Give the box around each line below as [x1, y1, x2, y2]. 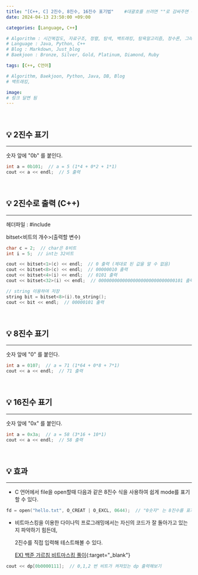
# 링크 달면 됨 [6, 95, 37, 101]
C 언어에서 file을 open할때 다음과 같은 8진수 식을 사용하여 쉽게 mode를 [14, 488, 180, 496]
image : [6, 89, 22, 95]
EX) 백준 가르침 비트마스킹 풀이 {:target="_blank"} [14, 551, 131, 558]
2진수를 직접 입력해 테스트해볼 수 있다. [14, 539, 103, 546]
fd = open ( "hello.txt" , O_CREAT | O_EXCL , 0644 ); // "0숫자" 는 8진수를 [6, 508, 184, 514]
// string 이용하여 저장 [6, 288, 60, 294]
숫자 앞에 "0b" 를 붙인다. [6, 152, 63, 159]
